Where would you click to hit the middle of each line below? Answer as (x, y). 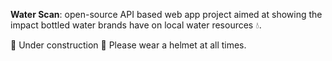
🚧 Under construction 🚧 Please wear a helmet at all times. (128, 45)
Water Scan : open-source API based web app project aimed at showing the (166, 14)
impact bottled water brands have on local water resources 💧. (136, 25)
